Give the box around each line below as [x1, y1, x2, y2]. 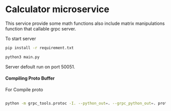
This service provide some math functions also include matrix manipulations [5, 20, 165, 26]
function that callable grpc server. [5, 25, 76, 31]
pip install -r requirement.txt [5, 45, 74, 50]
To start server [5, 35, 37, 42]
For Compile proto [5, 86, 43, 92]
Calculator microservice [5, 4, 109, 15]
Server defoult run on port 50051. [5, 63, 75, 69]
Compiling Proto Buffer [5, 75, 55, 82]
